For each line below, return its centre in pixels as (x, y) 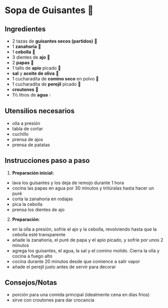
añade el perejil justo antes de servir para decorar (64, 267)
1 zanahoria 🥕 (27, 47)
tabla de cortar (28, 128)
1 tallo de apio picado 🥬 (36, 68)
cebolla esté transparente (39, 234)
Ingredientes (25, 29)
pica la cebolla (27, 204)
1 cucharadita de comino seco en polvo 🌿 (55, 79)
